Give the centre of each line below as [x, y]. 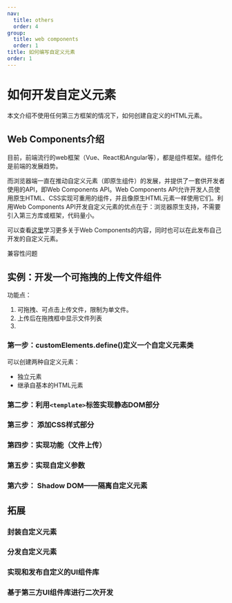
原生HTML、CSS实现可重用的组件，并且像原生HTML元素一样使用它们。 [115, 198]
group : [17, 33]
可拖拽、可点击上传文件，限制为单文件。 [75, 310]
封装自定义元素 [32, 532]
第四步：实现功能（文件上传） [57, 445]
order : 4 [26, 26]
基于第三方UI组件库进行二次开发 [60, 593]
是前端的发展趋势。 [35, 166]
